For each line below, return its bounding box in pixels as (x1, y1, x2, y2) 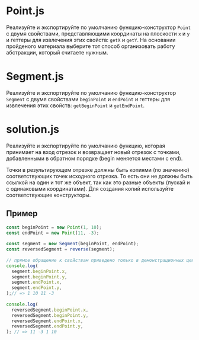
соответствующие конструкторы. (6, 191, 91, 198)
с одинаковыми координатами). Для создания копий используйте (6, 185, 174, 192)
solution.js (6, 123, 59, 136)
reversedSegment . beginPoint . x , (11, 307, 89, 313)
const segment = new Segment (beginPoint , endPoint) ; (6, 241, 139, 247)
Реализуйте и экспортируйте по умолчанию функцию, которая (6, 142, 166, 149)
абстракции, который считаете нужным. (6, 49, 108, 56)
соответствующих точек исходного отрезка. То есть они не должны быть (6, 172, 193, 179)
